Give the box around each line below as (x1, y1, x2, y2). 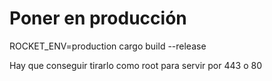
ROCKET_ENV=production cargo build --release (9, 40, 207, 52)
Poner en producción (9, 7, 187, 30)
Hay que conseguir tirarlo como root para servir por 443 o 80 (9, 59, 262, 71)
